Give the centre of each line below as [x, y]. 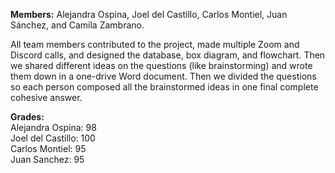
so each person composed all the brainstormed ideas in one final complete [164, 87]
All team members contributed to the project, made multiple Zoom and [155, 44]
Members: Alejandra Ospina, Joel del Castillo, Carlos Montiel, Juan [149, 14]
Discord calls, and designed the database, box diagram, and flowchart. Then [168, 55]
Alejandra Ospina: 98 [53, 127]
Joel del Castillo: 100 [53, 138]
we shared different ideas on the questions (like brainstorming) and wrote [161, 65]
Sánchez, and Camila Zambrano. [77, 25]
